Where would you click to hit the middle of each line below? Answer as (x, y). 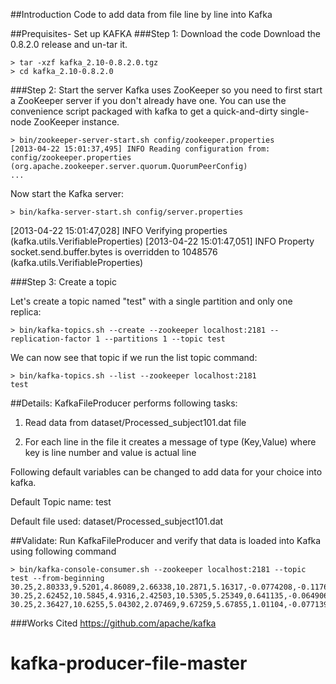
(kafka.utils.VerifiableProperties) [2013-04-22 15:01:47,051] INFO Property (162, 241)
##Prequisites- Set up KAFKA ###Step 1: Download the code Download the (165, 33)
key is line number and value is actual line (110, 452)
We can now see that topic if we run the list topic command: (134, 357)
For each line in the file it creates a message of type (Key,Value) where (170, 442)
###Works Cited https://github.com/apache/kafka (113, 623)
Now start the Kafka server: (67, 193)
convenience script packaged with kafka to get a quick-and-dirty (144, 111)
